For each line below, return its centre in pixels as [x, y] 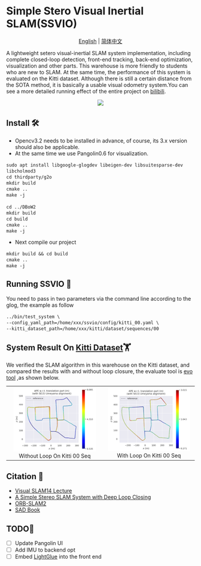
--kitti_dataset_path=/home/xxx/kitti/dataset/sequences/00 [83, 329]
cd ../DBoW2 [21, 207]
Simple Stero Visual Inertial [75, 11]
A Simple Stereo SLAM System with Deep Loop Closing [83, 497]
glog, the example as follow [40, 305]
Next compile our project [45, 242]
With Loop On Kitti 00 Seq [149, 456]
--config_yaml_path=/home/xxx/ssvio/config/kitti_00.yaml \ [83, 323]
